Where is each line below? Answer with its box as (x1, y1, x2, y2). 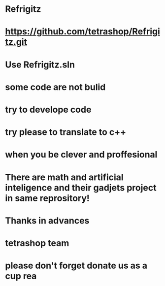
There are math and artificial (5, 171, 124, 183)
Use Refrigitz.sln (5, 59, 75, 70)
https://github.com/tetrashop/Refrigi (5, 26, 160, 37)
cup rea (5, 271, 37, 282)
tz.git (5, 36, 28, 48)
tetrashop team (5, 237, 69, 249)
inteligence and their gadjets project (5, 182, 157, 193)
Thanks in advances (5, 215, 90, 226)
